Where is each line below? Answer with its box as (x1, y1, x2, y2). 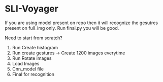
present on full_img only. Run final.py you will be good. (5, 25, 119, 31)
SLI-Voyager (5, 3, 59, 15)
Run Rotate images (12, 55, 52, 61)
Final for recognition (12, 71, 54, 77)
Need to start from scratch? (5, 35, 63, 41)
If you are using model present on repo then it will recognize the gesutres (5, 20, 158, 26)
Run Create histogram (12, 44, 58, 50)
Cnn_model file (12, 66, 44, 72)
